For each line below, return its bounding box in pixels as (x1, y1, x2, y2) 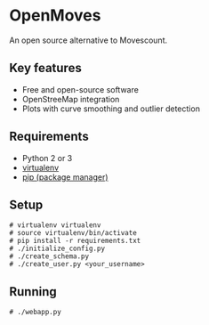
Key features (9, 61, 82, 76)
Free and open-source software (21, 84, 140, 94)
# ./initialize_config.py (9, 244, 105, 254)
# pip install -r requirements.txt (9, 237, 141, 246)
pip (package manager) (21, 171, 109, 183)
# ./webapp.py (9, 308, 62, 317)
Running (9, 284, 58, 299)
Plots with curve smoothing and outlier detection (21, 103, 200, 114)
